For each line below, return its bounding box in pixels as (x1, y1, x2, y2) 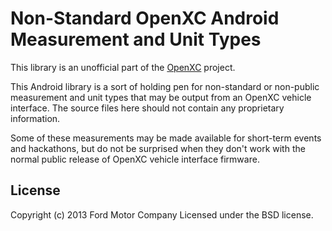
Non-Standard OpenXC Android (10, 7, 280, 30)
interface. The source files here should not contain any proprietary (10, 102, 285, 114)
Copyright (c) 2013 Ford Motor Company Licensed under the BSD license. (10, 208, 314, 221)
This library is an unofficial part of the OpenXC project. (10, 61, 236, 73)
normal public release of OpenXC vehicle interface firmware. (10, 153, 260, 165)
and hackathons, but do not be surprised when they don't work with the (10, 142, 306, 154)
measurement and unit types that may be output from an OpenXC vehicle (10, 91, 312, 103)
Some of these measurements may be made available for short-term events (10, 132, 322, 144)
